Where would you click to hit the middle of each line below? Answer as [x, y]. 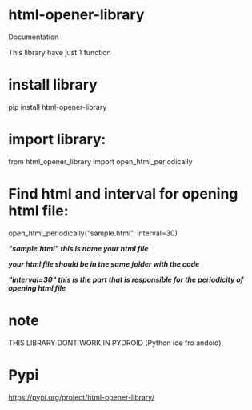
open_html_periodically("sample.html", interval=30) [93, 233]
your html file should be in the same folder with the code [104, 264]
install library [53, 85]
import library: [57, 140]
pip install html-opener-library [58, 107]
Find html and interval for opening [123, 194]
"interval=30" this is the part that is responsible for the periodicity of [126, 279]
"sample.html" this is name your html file [78, 248]
